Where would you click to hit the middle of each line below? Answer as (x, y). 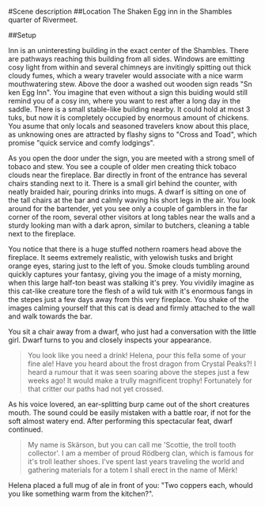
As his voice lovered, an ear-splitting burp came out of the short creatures (129, 404)
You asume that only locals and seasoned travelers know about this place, (129, 126)
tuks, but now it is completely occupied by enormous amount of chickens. (129, 117)
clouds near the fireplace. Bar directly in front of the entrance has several (128, 175)
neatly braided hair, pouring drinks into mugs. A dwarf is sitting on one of (127, 192)
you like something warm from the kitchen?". (81, 494)
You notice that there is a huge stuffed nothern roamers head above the (125, 249)
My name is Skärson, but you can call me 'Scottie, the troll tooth (132, 445)
